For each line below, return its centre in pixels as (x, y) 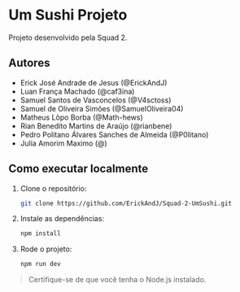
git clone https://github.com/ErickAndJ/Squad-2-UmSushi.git (126, 203)
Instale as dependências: (62, 219)
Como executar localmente (79, 169)
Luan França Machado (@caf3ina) (77, 91)
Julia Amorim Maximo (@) (63, 143)
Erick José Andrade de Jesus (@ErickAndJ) (94, 82)
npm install (40, 233)
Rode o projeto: (46, 249)
